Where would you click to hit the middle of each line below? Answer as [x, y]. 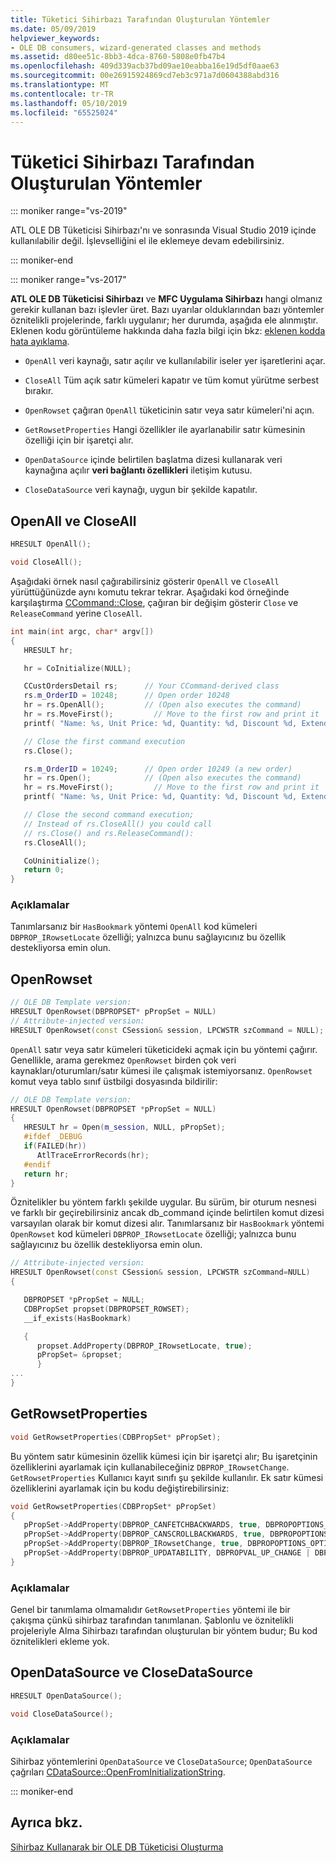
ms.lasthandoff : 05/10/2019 [69, 103]
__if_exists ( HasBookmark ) [77, 1318]
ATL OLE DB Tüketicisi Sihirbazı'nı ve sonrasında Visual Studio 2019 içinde [163, 230]
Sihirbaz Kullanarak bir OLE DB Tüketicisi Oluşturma [117, 1847]
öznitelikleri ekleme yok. [60, 1642]
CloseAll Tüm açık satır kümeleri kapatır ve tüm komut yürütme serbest [172, 380]
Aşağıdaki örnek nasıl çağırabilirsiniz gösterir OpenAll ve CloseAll [145, 581]
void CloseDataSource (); [62, 1714]
